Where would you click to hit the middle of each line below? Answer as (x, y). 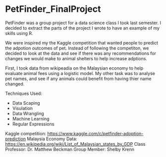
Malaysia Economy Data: (52, 139)
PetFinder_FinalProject (53, 9)
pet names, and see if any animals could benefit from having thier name (78, 78)
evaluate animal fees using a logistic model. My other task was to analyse (80, 73)
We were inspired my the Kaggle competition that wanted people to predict (82, 42)
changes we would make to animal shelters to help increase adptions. (76, 58)
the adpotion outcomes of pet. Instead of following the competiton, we (77, 48)
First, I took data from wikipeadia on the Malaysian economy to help (74, 68)
